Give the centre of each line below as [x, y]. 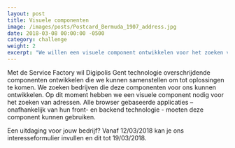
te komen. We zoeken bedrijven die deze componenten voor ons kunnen [112, 87]
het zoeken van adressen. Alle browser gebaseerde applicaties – [100, 102]
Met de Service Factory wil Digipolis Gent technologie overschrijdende [109, 72]
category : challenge [37, 40]
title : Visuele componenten [48, 20]
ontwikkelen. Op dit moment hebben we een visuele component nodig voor [115, 94]
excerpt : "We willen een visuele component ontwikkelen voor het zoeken [115, 53]
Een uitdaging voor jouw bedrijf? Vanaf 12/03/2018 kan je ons [95, 131]
